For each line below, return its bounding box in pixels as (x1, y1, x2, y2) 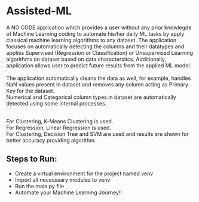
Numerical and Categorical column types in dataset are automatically (6, 94, 176, 101)
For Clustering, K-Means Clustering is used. (6, 117, 114, 125)
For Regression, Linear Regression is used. (6, 124, 112, 131)
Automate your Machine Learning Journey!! (14, 189, 123, 196)
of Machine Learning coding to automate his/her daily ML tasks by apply (6, 30, 185, 37)
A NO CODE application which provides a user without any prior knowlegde (6, 24, 192, 31)
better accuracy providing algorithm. (6, 136, 96, 144)
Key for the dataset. (6, 87, 55, 94)
